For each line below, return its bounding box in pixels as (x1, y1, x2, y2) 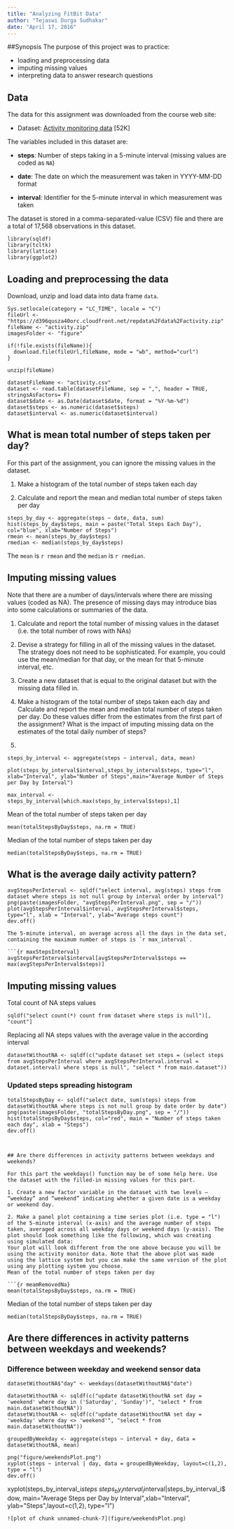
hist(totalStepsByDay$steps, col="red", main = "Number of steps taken (7, 1115, 221, 1122)
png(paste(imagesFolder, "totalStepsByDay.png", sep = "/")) (7, 1108, 190, 1115)
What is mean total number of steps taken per (7, 429, 212, 441)
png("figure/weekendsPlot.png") (7, 1454, 102, 1461)
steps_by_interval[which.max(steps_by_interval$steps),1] (7, 798, 180, 805)
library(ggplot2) (7, 254, 58, 261)
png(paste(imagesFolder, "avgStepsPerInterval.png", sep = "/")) (7, 900, 202, 907)
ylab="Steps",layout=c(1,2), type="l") (7, 1502, 115, 1510)
